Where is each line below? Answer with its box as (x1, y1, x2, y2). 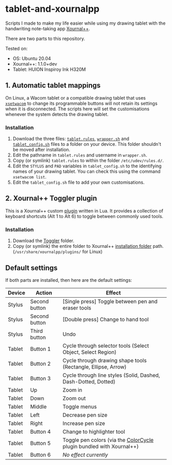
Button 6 (30, 451, 51, 458)
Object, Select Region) (62, 348, 117, 356)
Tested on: (5, 45, 28, 51)
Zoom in (62, 386, 82, 393)
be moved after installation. (12, 147, 71, 153)
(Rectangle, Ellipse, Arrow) (62, 363, 127, 370)
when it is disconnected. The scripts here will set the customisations (5, 106, 149, 112)
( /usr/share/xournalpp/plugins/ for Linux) (12, 248, 103, 255)
